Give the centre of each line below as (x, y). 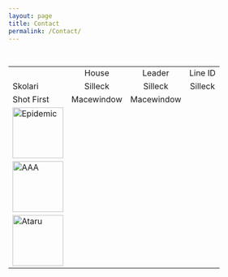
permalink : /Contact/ (45, 31)
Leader (156, 73)
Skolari (26, 86)
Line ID (203, 73)
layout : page (30, 16)
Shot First (31, 100)
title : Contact (34, 24)
